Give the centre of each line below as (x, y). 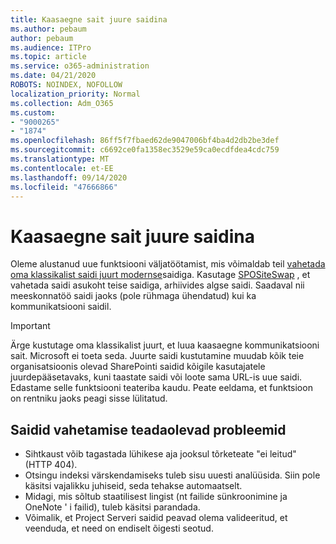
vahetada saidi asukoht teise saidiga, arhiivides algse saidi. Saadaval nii (157, 285)
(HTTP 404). (51, 465)
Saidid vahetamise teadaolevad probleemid (148, 429)
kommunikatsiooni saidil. (61, 307)
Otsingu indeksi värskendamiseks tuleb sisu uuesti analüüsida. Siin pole (172, 475)
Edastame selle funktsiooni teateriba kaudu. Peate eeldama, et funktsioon (161, 388)
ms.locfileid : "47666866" (64, 187)
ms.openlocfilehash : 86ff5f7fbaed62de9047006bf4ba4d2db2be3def (145, 141)
